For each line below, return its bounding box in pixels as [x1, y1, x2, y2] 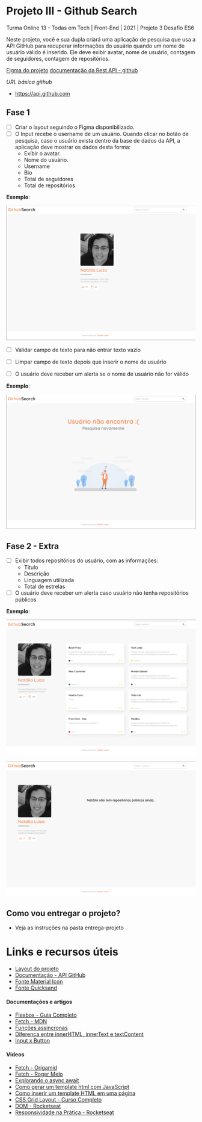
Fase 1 [6, 107, 30, 118]
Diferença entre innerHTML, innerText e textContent [14, 1031, 144, 1038]
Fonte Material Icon [14, 978, 63, 985]
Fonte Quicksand [14, 984, 57, 991]
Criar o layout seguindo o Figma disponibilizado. [14, 123, 135, 131]
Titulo [23, 564, 38, 571]
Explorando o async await [14, 1077, 79, 1084]
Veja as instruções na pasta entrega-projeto [14, 924, 124, 931]
